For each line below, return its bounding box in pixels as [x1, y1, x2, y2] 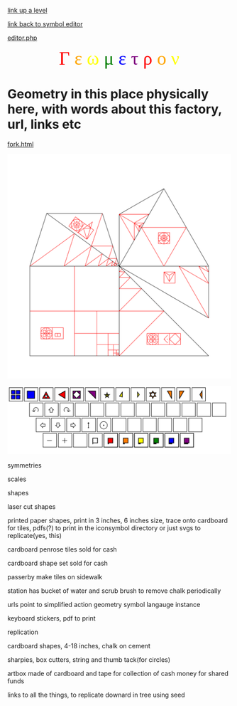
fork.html [7, 139, 34, 148]
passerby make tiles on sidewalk [7, 572, 103, 581]
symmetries [7, 460, 42, 469]
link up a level [7, 6, 48, 14]
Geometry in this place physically [7, 86, 209, 102]
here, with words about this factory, [7, 101, 222, 117]
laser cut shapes [7, 502, 56, 511]
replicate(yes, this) [7, 531, 62, 539]
